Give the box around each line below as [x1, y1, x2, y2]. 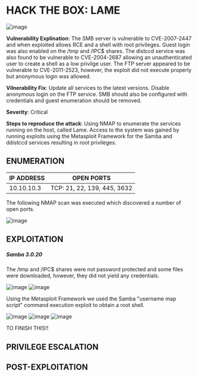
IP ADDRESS [9, 174, 45, 182]
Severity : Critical [6, 108, 48, 115]
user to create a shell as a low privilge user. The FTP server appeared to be [6, 60, 190, 67]
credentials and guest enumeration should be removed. [6, 96, 142, 104]
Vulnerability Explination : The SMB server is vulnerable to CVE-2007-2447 [6, 35, 192, 42]
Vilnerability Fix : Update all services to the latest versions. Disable [6, 84, 169, 91]
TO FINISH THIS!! [6, 325, 49, 332]
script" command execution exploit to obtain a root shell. [6, 302, 144, 309]
